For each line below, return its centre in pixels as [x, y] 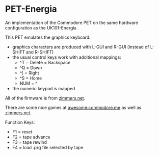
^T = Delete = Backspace [45, 62]
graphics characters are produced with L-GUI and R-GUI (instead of [80, 47]
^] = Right [29, 73]
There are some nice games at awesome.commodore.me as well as [73, 107]
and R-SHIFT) [40, 52]
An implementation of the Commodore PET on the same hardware [72, 23]
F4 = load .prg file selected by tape [48, 147]
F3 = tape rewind [29, 142]
